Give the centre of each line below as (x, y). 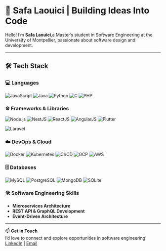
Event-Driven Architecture (40, 216)
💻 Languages (22, 83)
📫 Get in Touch (21, 231)
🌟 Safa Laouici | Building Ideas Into (77, 11)
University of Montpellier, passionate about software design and (70, 40)
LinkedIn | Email (21, 243)
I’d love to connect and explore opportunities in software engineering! (76, 238)
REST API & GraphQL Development (48, 211)
